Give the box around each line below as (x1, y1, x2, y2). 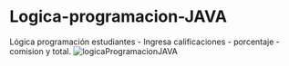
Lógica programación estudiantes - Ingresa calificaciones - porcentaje (9, 36, 274, 47)
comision (9, 45, 44, 56)
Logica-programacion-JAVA (9, 6, 228, 27)
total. (52, 45, 72, 56)
